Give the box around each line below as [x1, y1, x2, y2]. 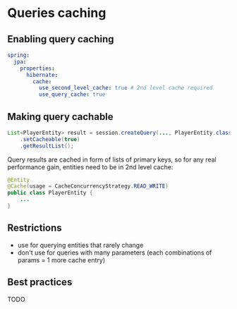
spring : [7, 51, 30, 59]
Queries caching [7, 5, 107, 21]
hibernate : [25, 71, 59, 78]
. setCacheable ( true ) [20, 135, 80, 143]
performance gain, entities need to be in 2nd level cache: [7, 162, 174, 171]
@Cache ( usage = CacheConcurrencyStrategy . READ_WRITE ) [7, 183, 169, 190]
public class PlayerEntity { [7, 189, 93, 197]
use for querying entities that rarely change [17, 241, 144, 249]
